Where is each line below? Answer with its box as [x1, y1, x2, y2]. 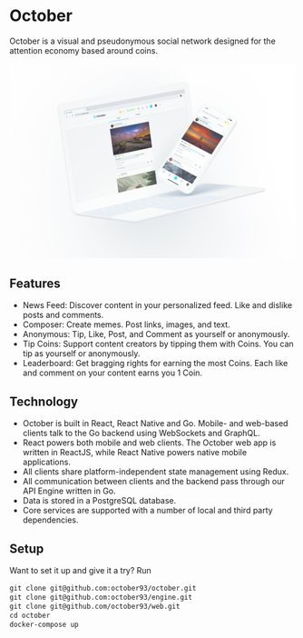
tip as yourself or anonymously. [22, 348, 141, 359]
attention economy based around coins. [9, 45, 159, 55]
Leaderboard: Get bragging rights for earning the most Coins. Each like [22, 358, 288, 369]
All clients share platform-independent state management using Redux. [22, 466, 289, 477]
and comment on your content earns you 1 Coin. [22, 367, 202, 378]
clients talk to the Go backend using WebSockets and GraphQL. [22, 428, 260, 439]
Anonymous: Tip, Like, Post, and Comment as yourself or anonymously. [22, 329, 290, 340]
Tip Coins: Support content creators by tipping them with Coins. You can [22, 338, 295, 350]
